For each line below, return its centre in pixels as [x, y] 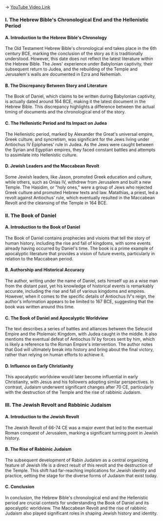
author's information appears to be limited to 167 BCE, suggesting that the [79, 302]
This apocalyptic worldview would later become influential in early [71, 377]
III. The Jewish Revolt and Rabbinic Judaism [58, 405]
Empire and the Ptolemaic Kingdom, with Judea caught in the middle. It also [81, 334]
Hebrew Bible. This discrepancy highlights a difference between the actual [80, 107]
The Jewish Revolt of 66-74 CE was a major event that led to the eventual [79, 428]
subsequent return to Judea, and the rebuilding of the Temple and [71, 69]
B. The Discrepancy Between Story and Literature [56, 86]
